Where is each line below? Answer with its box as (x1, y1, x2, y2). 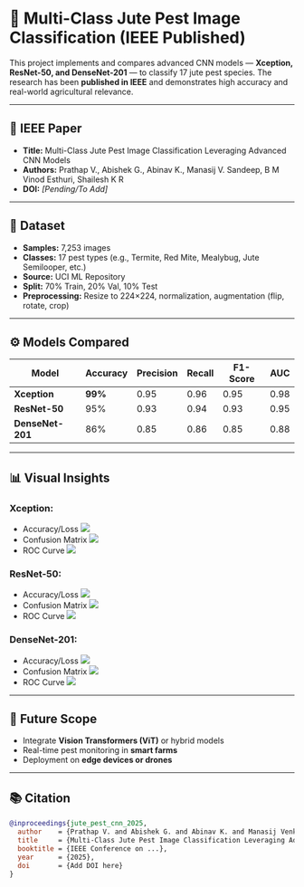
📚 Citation (9, 790, 71, 806)
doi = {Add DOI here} (17, 861, 124, 870)
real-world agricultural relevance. (9, 86, 134, 97)
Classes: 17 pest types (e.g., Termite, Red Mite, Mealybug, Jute (22, 252, 260, 262)
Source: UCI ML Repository (22, 271, 126, 281)
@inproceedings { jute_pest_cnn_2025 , (9, 819, 147, 828)
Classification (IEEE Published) (9, 27, 246, 48)
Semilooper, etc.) (22, 262, 87, 272)
